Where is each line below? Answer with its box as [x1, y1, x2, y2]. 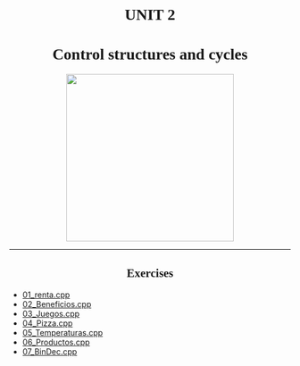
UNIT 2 [124, 5, 176, 24]
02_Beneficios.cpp [21, 298, 92, 309]
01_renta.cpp [21, 289, 71, 300]
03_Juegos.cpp [21, 308, 80, 319]
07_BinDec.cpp [21, 345, 78, 357]
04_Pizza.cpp [21, 318, 73, 329]
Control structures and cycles [52, 46, 248, 63]
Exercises [126, 265, 174, 280]
